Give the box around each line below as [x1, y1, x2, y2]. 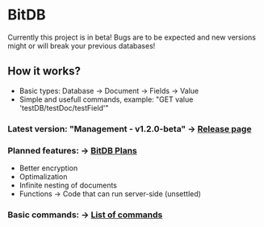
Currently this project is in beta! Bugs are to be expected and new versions [7, 32, 256, 42]
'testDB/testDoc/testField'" [19, 103, 110, 112]
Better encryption [19, 163, 78, 173]
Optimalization [19, 171, 68, 181]
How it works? [7, 65, 82, 78]
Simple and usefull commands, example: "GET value [19, 95, 194, 104]
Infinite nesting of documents [19, 180, 118, 190]
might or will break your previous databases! [7, 40, 156, 50]
